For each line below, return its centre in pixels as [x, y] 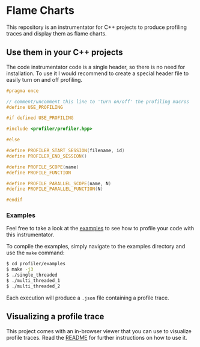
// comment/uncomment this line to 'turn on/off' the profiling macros [98, 102]
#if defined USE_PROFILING [40, 118]
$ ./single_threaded [32, 275]
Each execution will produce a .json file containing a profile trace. [88, 298]
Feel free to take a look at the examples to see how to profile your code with [100, 229]
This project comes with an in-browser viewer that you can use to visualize [99, 331]
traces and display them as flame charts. [56, 33]
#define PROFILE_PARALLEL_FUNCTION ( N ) [55, 189]
